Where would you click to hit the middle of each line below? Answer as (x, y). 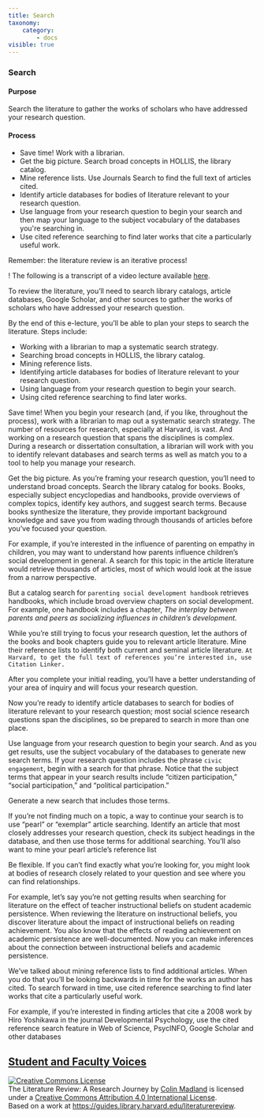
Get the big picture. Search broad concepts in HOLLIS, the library (125, 161)
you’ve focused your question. (58, 529)
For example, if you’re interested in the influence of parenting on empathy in (132, 544)
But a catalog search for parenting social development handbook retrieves (129, 593)
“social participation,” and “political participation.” (89, 785)
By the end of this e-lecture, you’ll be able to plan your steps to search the (129, 323)
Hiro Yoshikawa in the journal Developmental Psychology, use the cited (123, 1020)
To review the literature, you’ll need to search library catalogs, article (119, 291)
